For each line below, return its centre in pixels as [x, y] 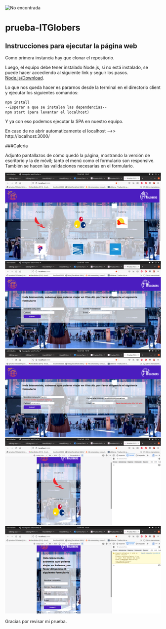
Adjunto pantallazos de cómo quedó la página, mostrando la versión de [78, 155]
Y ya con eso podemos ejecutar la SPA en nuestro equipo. [64, 121]
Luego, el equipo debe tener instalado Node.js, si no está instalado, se [77, 67]
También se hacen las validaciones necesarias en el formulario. [70, 166]
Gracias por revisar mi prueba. [36, 621]
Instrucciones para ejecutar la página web [71, 46]
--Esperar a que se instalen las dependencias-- [56, 107]
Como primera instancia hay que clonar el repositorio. [60, 58]
